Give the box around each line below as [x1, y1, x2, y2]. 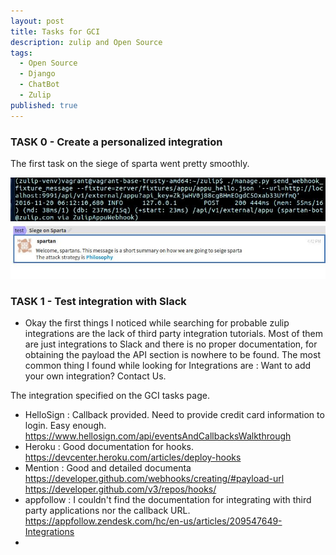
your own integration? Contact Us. [24, 370, 167, 382]
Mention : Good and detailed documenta [24, 462, 192, 474]
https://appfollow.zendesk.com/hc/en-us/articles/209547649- [24, 515, 283, 527]
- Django [19, 69, 56, 79]
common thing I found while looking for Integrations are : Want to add [24, 360, 312, 372]
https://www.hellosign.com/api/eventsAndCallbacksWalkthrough [24, 430, 292, 442]
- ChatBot [19, 80, 60, 90]
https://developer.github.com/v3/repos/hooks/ [24, 483, 217, 495]
